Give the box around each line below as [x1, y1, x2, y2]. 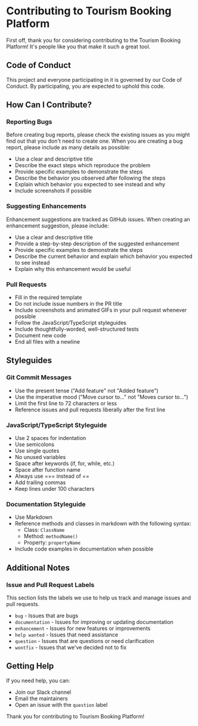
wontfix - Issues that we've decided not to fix [14, 644, 127, 651]
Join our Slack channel [14, 688, 72, 696]
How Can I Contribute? [6, 100, 92, 110]
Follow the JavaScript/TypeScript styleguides [14, 319, 127, 327]
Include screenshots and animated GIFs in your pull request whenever [14, 306, 187, 314]
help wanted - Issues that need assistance [14, 631, 118, 638]
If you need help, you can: [6, 676, 70, 684]
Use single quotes [14, 447, 60, 454]
